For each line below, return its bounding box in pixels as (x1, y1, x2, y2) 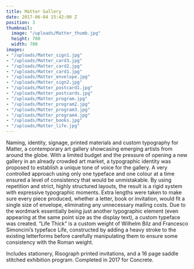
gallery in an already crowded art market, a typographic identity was (6, 158, 171, 165)
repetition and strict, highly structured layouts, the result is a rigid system (6, 183, 183, 189)
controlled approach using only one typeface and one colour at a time (6, 171, 175, 177)
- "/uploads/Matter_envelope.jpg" (6, 74, 91, 80)
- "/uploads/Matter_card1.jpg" (6, 69, 83, 74)
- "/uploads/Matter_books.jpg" (6, 118, 83, 124)
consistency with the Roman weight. (6, 239, 94, 246)
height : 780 (11, 36, 41, 42)
